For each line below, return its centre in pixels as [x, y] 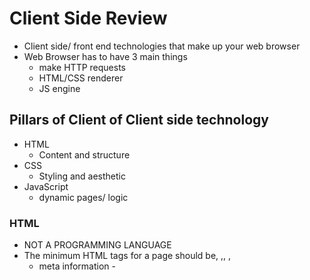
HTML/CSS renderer [81, 78]
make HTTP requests [82, 67]
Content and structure [84, 154]
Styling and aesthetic [82, 176]
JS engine [59, 88]
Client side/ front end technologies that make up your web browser [162, 46]
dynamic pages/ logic [83, 197]
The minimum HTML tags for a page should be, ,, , [127, 256]
